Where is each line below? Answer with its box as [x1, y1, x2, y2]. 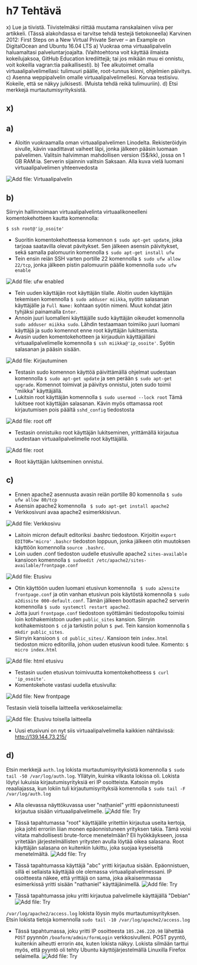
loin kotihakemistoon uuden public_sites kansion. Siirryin [14, 615, 155, 623]
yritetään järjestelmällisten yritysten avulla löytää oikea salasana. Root [14, 838, 184, 845]
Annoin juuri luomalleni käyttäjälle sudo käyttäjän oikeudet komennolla [14, 314, 185, 321]
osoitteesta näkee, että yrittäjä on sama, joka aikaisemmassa [14, 874, 162, 881]
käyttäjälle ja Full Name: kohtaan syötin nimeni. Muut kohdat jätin [14, 302, 172, 309]
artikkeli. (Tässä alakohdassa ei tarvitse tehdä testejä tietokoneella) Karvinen [6, 29, 191, 37]
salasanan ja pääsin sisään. [14, 345, 81, 353]
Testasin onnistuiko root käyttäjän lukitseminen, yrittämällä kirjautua [14, 429, 179, 436]
